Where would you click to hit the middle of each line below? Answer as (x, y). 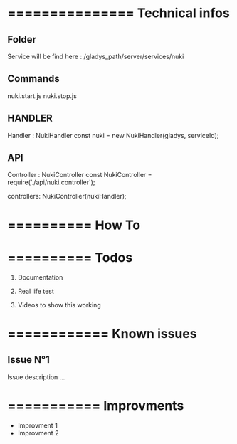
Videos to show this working (59, 305)
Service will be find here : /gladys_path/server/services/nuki (96, 56)
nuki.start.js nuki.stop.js (42, 96)
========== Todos (70, 257)
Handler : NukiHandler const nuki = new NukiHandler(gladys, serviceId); (113, 135)
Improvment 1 (38, 425)
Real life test (36, 291)
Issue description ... (36, 377)
